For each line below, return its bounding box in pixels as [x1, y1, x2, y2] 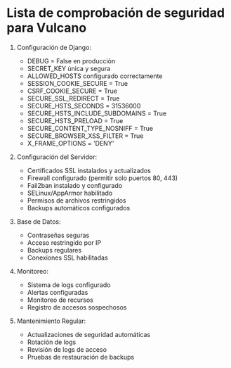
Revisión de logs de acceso [27, 345, 107, 353]
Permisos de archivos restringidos [27, 196, 127, 205]
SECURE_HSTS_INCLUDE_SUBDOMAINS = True [27, 109, 166, 118]
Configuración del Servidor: [16, 153, 98, 161]
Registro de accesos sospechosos [27, 303, 127, 311]
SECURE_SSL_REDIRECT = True [27, 94, 120, 103]
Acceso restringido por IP [27, 238, 102, 247]
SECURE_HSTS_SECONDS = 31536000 [27, 101, 141, 110]
